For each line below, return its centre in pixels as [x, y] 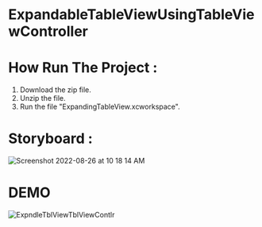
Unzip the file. [42, 98]
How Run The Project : [83, 68]
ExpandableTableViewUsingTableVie [131, 15]
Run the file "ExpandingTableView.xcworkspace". [100, 107]
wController [48, 31]
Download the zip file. [55, 90]
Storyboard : [50, 139]
